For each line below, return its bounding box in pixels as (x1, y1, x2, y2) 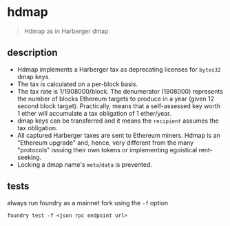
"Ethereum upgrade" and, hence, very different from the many (17, 138, 194, 147)
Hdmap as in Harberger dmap (23, 27, 109, 35)
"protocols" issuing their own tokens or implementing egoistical (17, 145, 198, 154)
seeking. (17, 153, 42, 161)
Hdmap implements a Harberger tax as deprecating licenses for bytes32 (17, 65, 222, 73)
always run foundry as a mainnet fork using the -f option (7, 198, 169, 207)
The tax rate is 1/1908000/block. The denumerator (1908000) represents (17, 87, 224, 95)
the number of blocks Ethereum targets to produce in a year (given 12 (17, 94, 215, 103)
